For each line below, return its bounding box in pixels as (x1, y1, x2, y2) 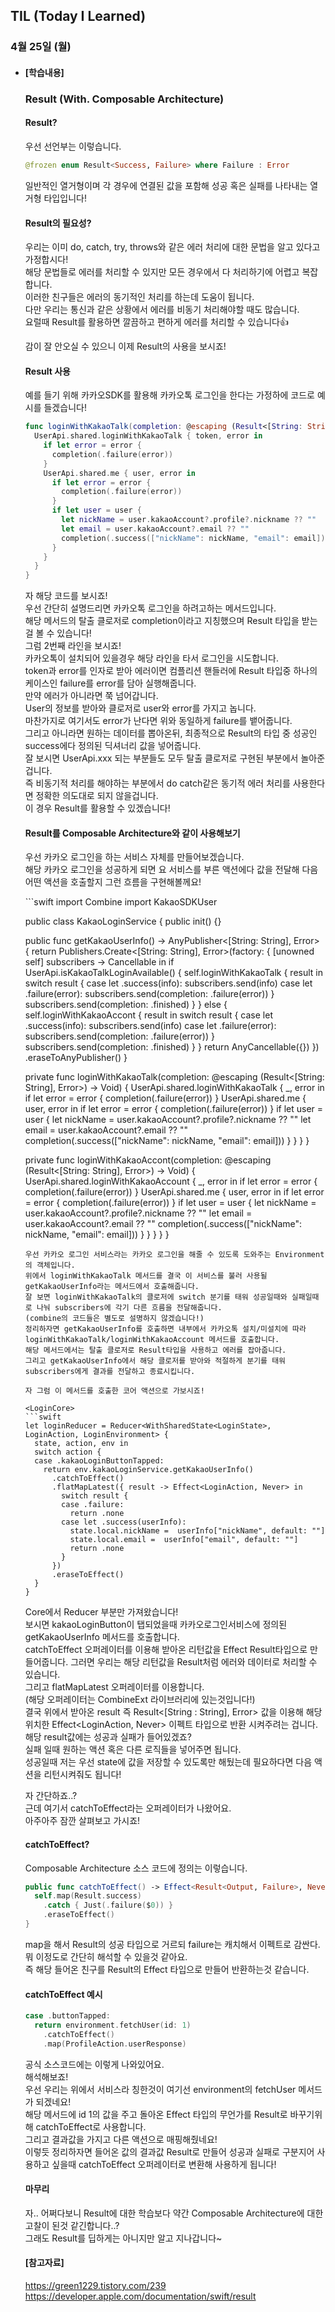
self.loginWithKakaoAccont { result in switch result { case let (24, 1009, 273, 1021)
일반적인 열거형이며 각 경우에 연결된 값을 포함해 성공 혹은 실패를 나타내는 (24, 179, 308, 191)
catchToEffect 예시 (24, 1988, 103, 2000)
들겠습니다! (43, 402, 87, 414)
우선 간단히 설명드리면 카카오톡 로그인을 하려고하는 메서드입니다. (24, 602, 277, 614)
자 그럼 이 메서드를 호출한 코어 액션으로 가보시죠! (24, 1386, 205, 1396)
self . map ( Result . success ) (34, 1891, 143, 1901)
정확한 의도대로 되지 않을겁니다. (35, 790, 159, 802)
